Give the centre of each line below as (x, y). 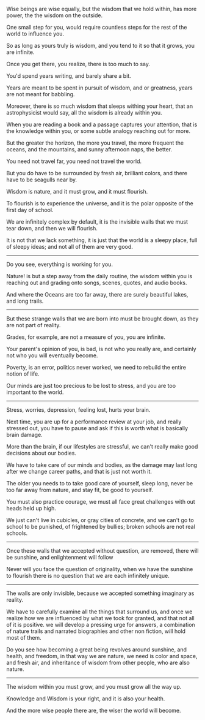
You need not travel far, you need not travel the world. (74, 161)
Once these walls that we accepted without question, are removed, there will (103, 551)
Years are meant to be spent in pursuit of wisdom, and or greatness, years (100, 88)
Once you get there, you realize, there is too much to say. (78, 64)
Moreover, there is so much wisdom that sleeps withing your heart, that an (100, 106)
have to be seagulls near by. (42, 180)
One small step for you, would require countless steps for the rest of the (97, 27)
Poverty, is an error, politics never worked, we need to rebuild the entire (96, 367)
